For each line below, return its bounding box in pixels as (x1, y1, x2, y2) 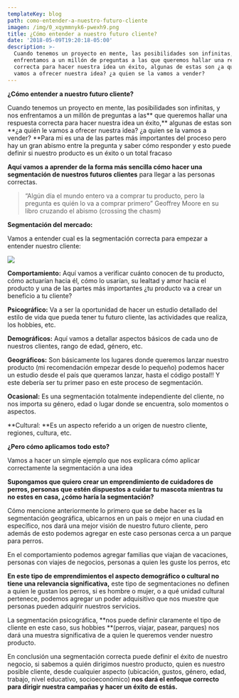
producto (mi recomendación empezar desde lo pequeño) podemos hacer (7, 363, 225, 371)
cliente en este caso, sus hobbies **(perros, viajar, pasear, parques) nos (7, 623, 220, 632)
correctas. (7, 177, 38, 186)
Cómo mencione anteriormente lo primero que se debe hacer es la (7, 506, 203, 514)
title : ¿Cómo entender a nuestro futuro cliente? (7, 30, 158, 38)
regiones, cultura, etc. (7, 428, 72, 437)
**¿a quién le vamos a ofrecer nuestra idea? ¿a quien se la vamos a (7, 126, 207, 134)
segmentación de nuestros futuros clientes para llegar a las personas (7, 170, 216, 179)
